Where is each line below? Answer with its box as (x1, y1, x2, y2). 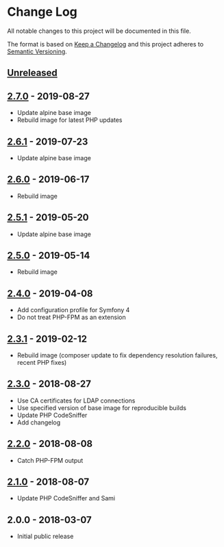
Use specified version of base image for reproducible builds (16, 403, 187, 411)
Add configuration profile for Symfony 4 (16, 306, 130, 314)
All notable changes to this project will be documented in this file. (7, 27, 192, 35)
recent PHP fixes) (16, 359, 67, 367)
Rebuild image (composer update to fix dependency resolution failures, (16, 351, 218, 359)
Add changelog (16, 418, 61, 427)
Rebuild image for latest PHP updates (16, 116, 123, 124)
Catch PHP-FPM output (16, 456, 84, 464)
